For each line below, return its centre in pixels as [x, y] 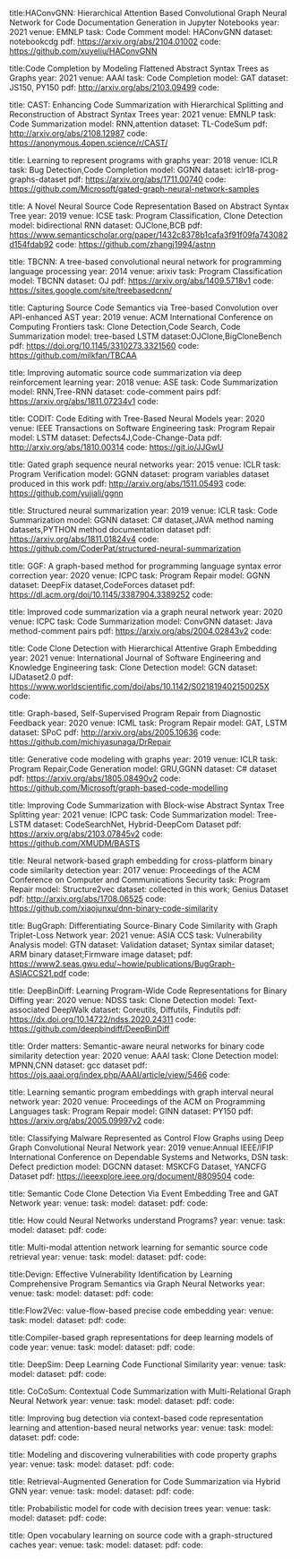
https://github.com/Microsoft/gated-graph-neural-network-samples [134, 189]
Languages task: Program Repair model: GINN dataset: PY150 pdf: [131, 1111]
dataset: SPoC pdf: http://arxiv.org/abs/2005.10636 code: [116, 732]
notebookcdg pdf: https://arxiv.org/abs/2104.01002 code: [115, 41]
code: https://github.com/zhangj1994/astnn [136, 244]
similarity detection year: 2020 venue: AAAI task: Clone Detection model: [144, 1056]
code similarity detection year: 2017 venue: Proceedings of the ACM [135, 870]
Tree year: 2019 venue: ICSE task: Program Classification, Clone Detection [146, 216]
